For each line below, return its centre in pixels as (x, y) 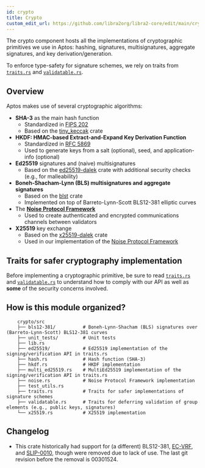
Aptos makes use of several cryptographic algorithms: (74, 106)
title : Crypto (24, 18)
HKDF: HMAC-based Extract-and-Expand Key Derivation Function (101, 138)
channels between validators (60, 222)
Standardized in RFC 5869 (57, 144)
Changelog (28, 432)
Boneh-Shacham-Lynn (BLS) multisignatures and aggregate (93, 183)
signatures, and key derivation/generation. (59, 54)
